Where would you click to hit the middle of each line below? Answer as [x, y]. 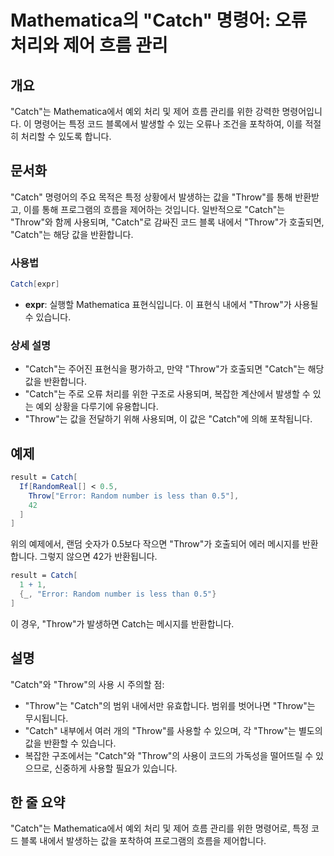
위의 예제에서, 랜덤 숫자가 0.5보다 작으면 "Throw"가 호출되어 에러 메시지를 [155, 544]
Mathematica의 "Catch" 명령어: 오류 [159, 20]
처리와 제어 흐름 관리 [89, 45]
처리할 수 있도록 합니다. [66, 136]
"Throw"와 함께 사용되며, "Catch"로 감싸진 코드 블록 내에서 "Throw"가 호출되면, [167, 222]
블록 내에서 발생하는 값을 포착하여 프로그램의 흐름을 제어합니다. [143, 841]
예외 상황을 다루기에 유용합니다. [97, 407]
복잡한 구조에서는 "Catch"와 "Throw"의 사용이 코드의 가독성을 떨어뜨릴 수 [169, 755]
